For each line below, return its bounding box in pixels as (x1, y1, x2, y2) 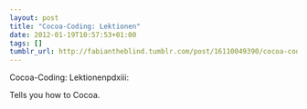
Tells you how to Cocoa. (9, 90, 101, 101)
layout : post (9, 13, 59, 23)
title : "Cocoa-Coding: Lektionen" (9, 22, 142, 31)
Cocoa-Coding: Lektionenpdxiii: (9, 72, 130, 83)
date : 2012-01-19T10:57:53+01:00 (9, 30, 137, 39)
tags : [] (9, 38, 43, 48)
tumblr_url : (9, 47, 55, 56)
